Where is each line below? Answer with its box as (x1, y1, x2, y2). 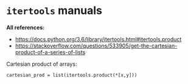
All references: (6, 24, 45, 31)
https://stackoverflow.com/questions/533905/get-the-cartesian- (15, 42, 178, 49)
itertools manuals (6, 4, 102, 18)
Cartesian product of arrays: (6, 60, 77, 68)
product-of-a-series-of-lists (15, 48, 86, 55)
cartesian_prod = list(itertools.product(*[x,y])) (6, 72, 138, 78)
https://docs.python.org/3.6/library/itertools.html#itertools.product (15, 35, 182, 43)
